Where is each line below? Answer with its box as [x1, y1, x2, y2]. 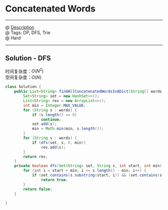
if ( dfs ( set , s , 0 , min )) [31, 140, 86, 145]
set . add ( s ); [31, 121, 57, 126]
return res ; [23, 154, 48, 159]
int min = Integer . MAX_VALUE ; [23, 103, 86, 108]
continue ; [40, 117, 61, 122]
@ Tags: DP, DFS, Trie [5, 29, 51, 35]
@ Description [5, 24, 35, 30]
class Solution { [5, 84, 41, 89]
